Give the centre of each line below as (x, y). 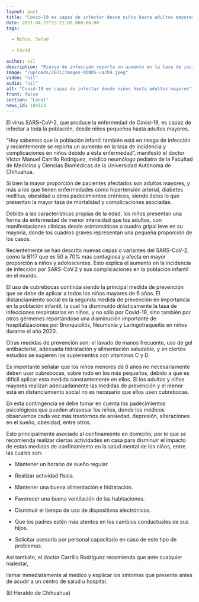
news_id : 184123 (26, 105)
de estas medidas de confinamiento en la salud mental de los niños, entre (96, 446)
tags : (13, 28)
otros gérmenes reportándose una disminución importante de (81, 318)
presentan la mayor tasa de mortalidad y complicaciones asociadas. (89, 202)
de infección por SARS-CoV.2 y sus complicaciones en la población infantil (97, 269)
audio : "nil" (22, 84)
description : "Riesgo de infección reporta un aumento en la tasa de (94, 67)
